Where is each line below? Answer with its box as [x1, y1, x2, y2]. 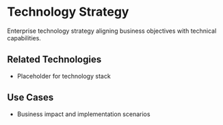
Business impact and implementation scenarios [16, 110, 150, 118]
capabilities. [7, 33, 41, 42]
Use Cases [7, 92, 54, 103]
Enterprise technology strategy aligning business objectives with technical [7, 27, 217, 35]
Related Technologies [7, 54, 102, 66]
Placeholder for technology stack [16, 72, 111, 80]
